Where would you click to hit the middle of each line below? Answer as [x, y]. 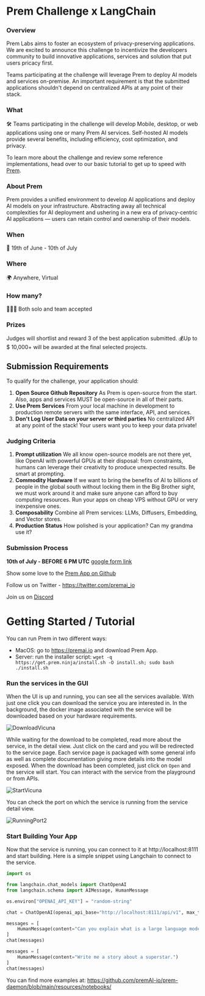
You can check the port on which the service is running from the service [97, 802]
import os [19, 874]
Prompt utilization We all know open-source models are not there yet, [103, 454]
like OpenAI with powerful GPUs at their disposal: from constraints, [99, 461]
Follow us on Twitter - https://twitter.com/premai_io [71, 585]
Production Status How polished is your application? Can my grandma [104, 525]
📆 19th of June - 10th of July [42, 248]
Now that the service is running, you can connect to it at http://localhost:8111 [102, 850]
